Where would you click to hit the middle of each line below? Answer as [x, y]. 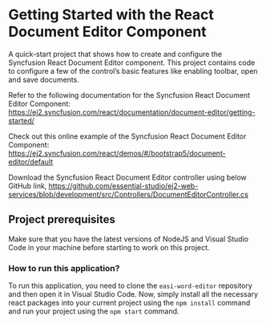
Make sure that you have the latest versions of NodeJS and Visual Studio [129, 239]
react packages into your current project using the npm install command [129, 303]
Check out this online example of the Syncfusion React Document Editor [127, 136]
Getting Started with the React [111, 15]
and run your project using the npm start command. [94, 311]
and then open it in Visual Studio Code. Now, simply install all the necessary [133, 294]
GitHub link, [28, 185]
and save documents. [44, 79]
